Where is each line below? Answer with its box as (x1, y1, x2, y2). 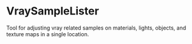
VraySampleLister (6, 4, 99, 18)
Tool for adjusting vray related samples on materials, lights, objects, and (6, 24, 187, 31)
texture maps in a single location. (6, 30, 89, 37)
